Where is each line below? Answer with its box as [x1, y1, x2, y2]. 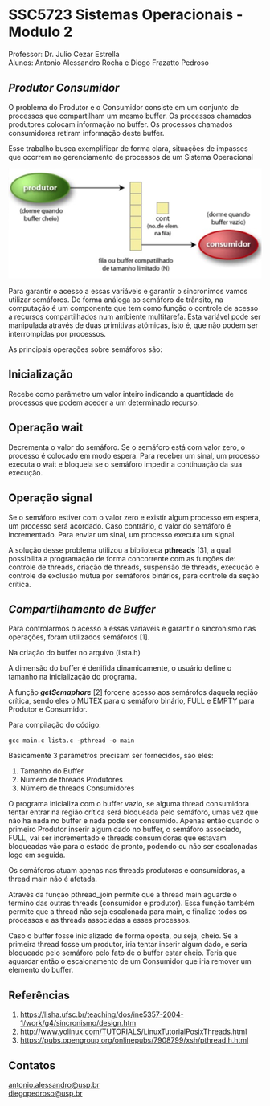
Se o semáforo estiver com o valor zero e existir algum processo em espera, [8, 512, 261, 522]
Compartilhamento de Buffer [8, 602, 156, 616]
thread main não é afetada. [8, 874, 98, 884]
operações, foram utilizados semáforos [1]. [8, 632, 150, 642]
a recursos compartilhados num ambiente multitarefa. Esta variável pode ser [8, 312, 261, 322]
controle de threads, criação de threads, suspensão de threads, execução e [8, 562, 260, 572]
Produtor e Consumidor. [8, 704, 88, 714]
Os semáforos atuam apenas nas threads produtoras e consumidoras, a [8, 866, 246, 875]
